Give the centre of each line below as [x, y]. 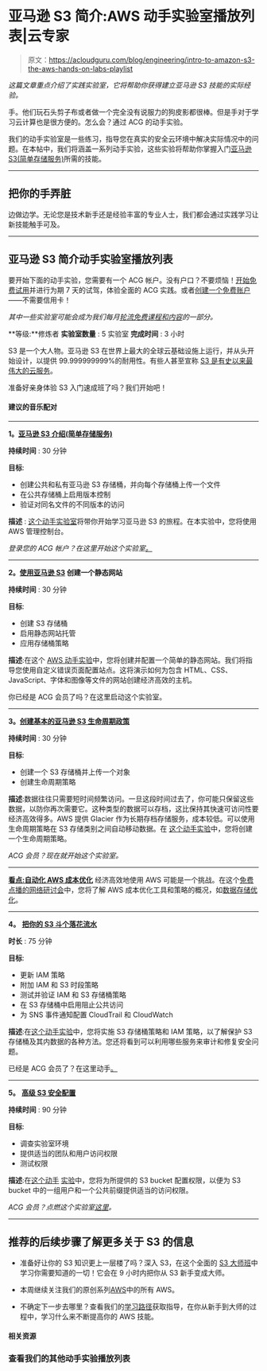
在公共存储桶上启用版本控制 [65, 494]
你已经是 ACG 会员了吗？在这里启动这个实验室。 [87, 696]
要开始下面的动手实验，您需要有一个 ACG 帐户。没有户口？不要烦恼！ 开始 [129, 280]
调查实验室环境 [44, 1143]
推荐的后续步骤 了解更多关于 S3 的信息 [101, 1242]
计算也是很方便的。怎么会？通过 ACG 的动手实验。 [104, 122]
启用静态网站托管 [48, 633]
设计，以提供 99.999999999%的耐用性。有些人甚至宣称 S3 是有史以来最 [134, 360]
